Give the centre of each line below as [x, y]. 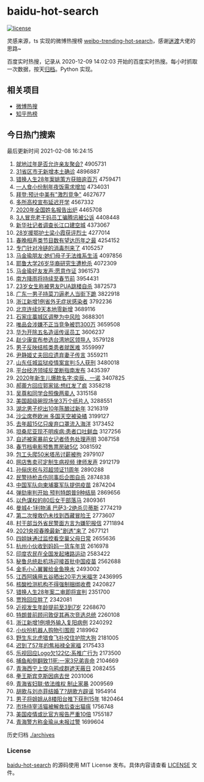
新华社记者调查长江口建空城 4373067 [63, 225]
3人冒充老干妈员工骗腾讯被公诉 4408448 [67, 217]
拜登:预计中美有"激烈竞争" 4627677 [60, 194]
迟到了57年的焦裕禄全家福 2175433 [60, 645]
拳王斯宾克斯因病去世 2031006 [54, 676]
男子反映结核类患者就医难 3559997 [60, 347]
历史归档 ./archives [31, 734]
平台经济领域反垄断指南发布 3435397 [63, 370]
